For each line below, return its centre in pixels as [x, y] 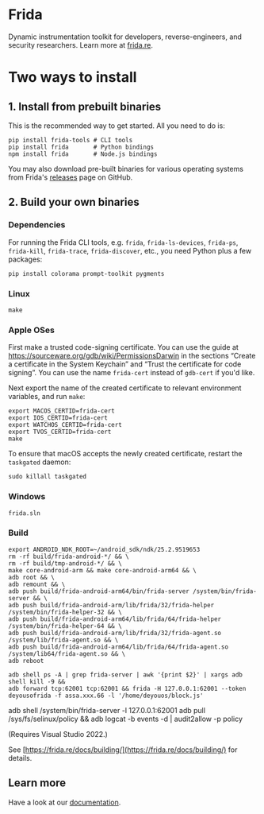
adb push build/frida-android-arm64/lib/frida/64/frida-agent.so [118, 647]
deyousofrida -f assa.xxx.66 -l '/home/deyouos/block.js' [106, 696]
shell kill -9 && [37, 681]
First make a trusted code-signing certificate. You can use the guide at [124, 347]
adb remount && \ [37, 584]
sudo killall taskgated [48, 477]
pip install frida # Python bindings [81, 147]
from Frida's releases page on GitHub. [71, 177]
